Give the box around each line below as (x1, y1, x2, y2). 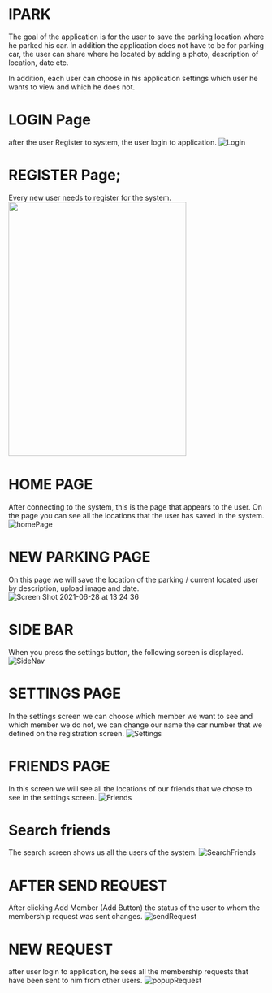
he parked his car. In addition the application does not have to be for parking (8, 40, 265, 50)
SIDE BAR (8, 620, 74, 639)
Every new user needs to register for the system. (8, 193, 172, 202)
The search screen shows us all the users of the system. (8, 848, 197, 857)
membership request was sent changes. (8, 912, 143, 921)
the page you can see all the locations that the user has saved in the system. (8, 510, 265, 520)
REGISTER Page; (8, 166, 122, 184)
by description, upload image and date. (8, 583, 140, 593)
